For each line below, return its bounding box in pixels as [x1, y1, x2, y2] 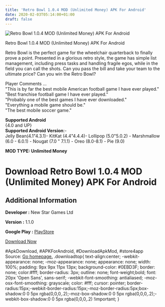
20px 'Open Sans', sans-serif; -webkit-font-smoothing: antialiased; [5, 275, 143, 281]
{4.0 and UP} [5, 122, 32, 128]
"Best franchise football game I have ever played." [5, 91, 108, 98]
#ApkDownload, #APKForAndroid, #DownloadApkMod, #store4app [5, 248, 143, 254]
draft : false [5, 17, 32, 22]
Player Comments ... [5, 81, 47, 87]
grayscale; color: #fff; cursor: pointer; [48, 280, 126, 286]
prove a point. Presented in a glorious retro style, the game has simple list [5, 55, 156, 61]
